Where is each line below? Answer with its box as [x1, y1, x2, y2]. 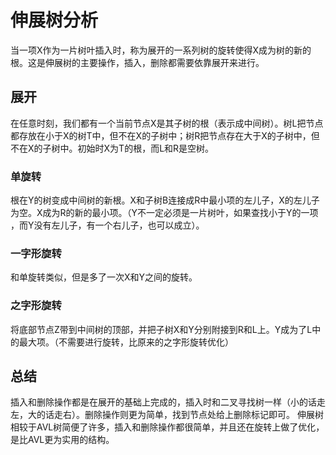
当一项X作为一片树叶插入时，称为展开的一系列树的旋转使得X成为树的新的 [10, 44, 312, 56]
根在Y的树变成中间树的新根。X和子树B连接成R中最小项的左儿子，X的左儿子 [10, 194, 320, 206]
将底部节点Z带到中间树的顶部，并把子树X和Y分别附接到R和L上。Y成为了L [10, 323, 313, 335]
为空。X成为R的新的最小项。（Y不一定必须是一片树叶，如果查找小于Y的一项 [10, 207, 319, 219]
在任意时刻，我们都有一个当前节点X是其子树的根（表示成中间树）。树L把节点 [10, 117, 324, 129]
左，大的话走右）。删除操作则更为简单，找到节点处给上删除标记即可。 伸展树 [10, 409, 324, 421]
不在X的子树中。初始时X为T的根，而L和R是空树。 [10, 142, 215, 154]
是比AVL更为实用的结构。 [10, 434, 115, 446]
